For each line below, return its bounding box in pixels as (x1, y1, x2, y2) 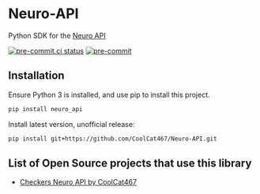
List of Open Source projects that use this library (8, 156, 252, 170)
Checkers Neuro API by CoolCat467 (19, 177, 137, 187)
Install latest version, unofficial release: (8, 119, 135, 129)
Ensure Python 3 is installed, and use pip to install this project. (8, 90, 211, 99)
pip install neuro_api (8, 105, 83, 113)
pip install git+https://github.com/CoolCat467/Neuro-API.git (8, 135, 217, 143)
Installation (8, 69, 65, 83)
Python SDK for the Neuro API (8, 31, 106, 40)
